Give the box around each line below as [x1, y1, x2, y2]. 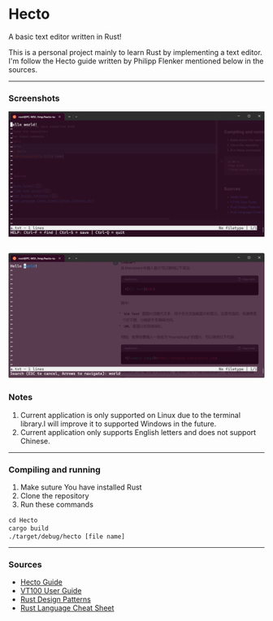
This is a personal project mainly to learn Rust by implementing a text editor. [8, 47, 262, 57]
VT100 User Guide [19, 586, 82, 596]
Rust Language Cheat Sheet [19, 603, 115, 613]
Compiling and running [8, 464, 102, 475]
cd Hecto [8, 516, 38, 524]
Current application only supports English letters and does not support [19, 427, 257, 437]
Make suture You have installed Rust [19, 482, 142, 492]
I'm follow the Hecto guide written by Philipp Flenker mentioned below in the [8, 56, 264, 66]
